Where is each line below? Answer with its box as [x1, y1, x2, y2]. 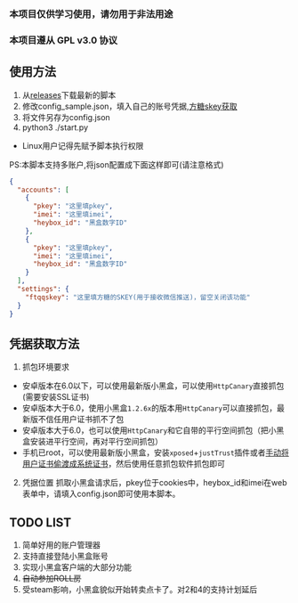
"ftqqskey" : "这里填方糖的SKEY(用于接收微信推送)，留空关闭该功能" [25, 292, 251, 302]
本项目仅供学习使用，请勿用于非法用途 [9, 7, 173, 20]
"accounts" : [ [17, 185, 69, 194]
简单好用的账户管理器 [21, 540, 101, 550]
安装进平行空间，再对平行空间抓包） [29, 436, 163, 447]
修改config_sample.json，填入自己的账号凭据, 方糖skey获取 [21, 101, 238, 111]
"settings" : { [17, 285, 69, 294]
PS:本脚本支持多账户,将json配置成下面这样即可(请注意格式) [9, 159, 224, 170]
